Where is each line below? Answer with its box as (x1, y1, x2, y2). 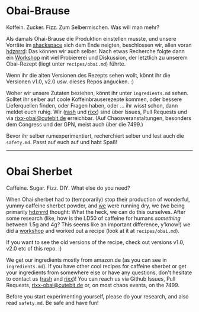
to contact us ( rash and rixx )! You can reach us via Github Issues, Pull (6, 275, 176, 282)
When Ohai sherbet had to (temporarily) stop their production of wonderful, (6, 196, 191, 203)
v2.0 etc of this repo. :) (6, 245, 62, 252)
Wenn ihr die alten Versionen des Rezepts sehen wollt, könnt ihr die (6, 71, 171, 79)
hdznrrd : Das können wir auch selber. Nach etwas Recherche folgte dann (6, 47, 185, 54)
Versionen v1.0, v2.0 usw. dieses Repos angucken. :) (6, 78, 134, 85)
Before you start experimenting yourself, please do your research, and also (6, 292, 189, 300)
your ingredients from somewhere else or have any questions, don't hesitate (6, 269, 192, 276)
